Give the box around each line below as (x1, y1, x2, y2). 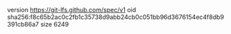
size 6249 (40, 20, 69, 28)
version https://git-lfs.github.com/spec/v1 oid (7, 6, 137, 14)
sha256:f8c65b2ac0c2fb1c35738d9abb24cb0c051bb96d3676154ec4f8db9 (7, 13, 224, 21)
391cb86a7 (7, 20, 40, 28)
